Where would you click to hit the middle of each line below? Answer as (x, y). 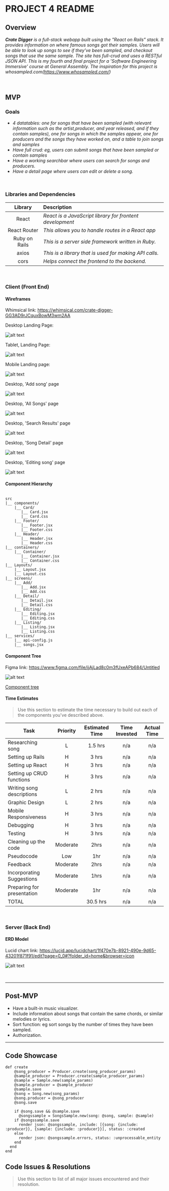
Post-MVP (22, 996)
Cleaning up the (26, 841)
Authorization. (27, 1035)
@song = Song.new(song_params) (47, 1094)
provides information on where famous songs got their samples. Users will (82, 45)
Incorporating (24, 873)
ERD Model (17, 939)
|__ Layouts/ (19, 565)
